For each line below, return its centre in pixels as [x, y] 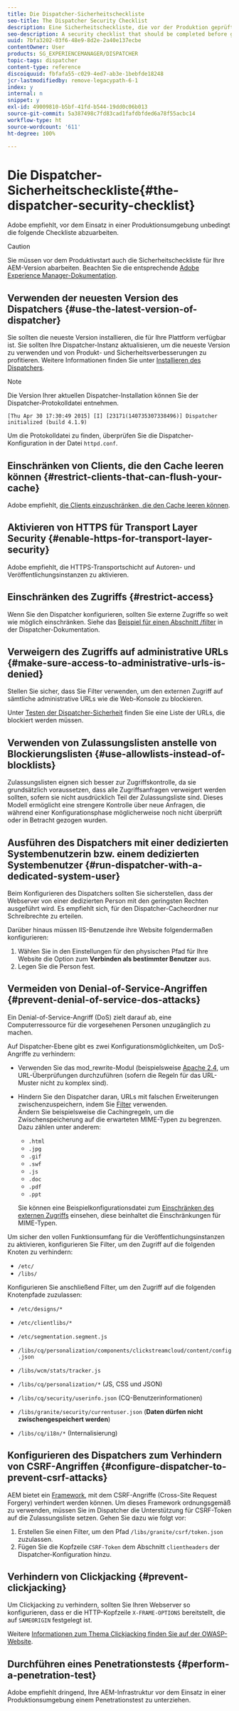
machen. [20, 1032]
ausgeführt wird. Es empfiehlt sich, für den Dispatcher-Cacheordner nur [113, 908]
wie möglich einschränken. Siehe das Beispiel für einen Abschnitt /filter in [115, 622]
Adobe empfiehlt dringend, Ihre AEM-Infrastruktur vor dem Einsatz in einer [117, 1692]
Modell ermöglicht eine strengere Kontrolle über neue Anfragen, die [107, 805]
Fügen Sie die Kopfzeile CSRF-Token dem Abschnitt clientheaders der [119, 1547]
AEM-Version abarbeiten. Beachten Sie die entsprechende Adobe [103, 268]
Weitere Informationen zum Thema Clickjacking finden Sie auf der [104, 1634]
